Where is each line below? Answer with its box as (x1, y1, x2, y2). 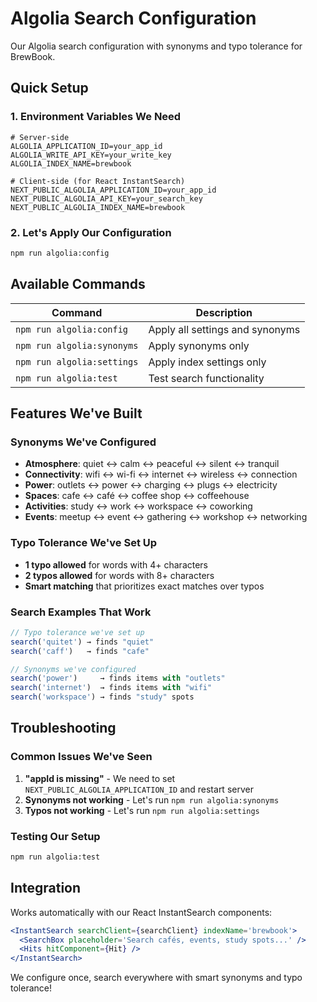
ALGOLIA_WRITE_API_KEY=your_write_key (10, 150, 172, 160)
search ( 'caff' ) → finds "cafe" (10, 646, 150, 656)
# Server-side (10, 132, 70, 142)
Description (195, 305, 253, 319)
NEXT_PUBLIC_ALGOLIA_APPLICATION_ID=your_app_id (10, 185, 217, 195)
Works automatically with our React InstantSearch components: (10, 906, 273, 918)
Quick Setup (10, 80, 89, 97)
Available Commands (10, 276, 146, 293)
